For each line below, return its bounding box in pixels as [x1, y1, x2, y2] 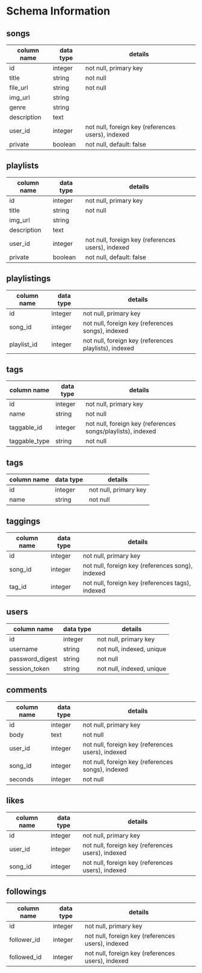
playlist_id [9, 340, 38, 348]
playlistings [6, 274, 51, 284]
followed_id [9, 953, 42, 962]
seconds [9, 775, 34, 783]
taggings [6, 516, 41, 526]
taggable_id [9, 423, 43, 432]
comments [6, 685, 47, 695]
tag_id [9, 583, 27, 591]
